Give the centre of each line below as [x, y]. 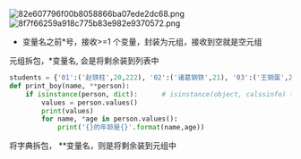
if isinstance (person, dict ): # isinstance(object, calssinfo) [156, 94]
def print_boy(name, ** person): [69, 86]
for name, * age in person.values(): [110, 119]
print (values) [68, 111]
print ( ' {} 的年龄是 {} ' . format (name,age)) [131, 128]
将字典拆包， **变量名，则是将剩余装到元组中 [93, 146]
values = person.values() [90, 103]
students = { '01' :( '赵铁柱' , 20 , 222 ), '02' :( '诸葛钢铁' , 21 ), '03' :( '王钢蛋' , [149, 78]
